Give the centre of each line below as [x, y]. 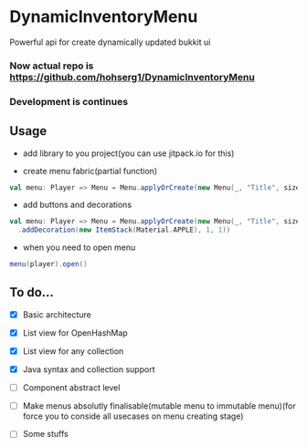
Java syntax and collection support [89, 369]
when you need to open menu [79, 247]
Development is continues [69, 101]
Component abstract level [71, 388]
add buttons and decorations [77, 205]
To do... [32, 292]
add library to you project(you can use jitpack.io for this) [128, 153]
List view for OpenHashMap [75, 333]
